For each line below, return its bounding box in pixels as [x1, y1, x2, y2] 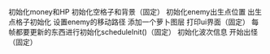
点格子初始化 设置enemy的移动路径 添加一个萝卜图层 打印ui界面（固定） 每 [8, 17, 259, 27]
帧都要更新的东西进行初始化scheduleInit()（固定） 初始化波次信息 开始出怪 [8, 27, 259, 36]
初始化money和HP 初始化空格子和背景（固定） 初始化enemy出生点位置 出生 [8, 7, 263, 16]
